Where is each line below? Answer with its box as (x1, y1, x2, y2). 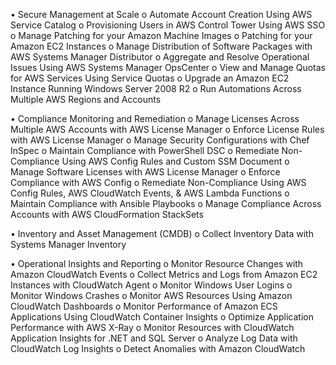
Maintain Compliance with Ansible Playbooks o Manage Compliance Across (10, 198, 322, 209)
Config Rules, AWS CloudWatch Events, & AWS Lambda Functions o (10, 187, 290, 199)
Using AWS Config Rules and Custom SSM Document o (61, 155, 290, 167)
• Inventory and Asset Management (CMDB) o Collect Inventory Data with (10, 228, 314, 239)
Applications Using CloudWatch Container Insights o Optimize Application (10, 311, 314, 323)
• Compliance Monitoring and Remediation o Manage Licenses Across (10, 113, 300, 124)
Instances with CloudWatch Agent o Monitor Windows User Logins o (10, 279, 293, 291)
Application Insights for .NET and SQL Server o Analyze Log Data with (10, 332, 298, 344)
